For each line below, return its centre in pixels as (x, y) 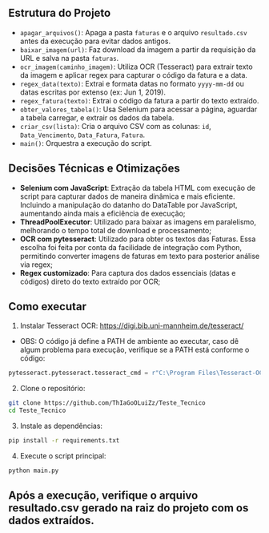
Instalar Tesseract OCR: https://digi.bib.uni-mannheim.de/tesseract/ (132, 326)
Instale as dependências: (61, 426)
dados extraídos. (51, 521)
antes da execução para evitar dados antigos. (95, 41)
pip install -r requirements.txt (64, 441)
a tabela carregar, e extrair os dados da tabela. (97, 117)
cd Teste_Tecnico (37, 411)
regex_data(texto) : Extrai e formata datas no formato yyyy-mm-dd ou (132, 83)
